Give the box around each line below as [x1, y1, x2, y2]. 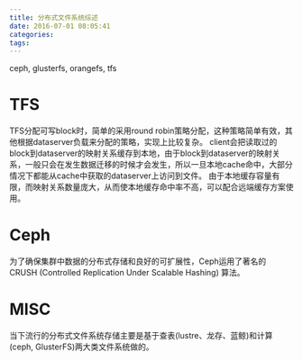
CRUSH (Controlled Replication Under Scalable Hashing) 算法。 [9, 267, 245, 278]
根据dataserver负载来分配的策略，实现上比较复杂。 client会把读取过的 [16, 137, 278, 148]
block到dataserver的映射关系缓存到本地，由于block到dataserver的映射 [9, 148, 273, 158]
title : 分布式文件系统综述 [9, 13, 99, 23]
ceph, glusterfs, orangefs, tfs [9, 63, 117, 74]
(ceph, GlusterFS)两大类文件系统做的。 [9, 341, 155, 352]
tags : [9, 38, 30, 48]
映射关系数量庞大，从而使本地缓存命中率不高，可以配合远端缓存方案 [32, 182, 286, 193]
